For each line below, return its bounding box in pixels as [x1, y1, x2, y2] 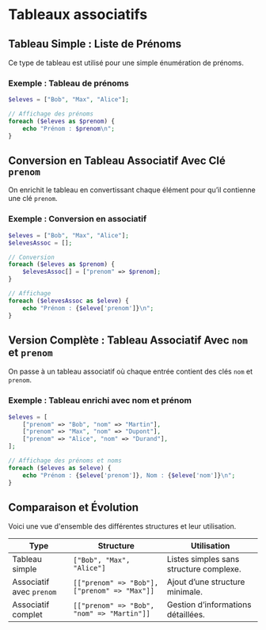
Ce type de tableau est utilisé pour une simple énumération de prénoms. [8, 58, 244, 67]
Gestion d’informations [166, 599, 252, 610]
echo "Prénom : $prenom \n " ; [22, 124, 115, 132]
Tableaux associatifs [8, 6, 148, 24]
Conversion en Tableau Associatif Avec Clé [8, 154, 226, 168]
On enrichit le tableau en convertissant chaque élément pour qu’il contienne [8, 185, 256, 195]
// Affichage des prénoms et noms [8, 457, 123, 465]
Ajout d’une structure [166, 576, 245, 587]
